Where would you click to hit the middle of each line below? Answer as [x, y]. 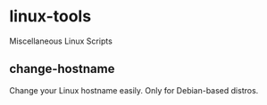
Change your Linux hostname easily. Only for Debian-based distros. [134, 90]
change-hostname [62, 69]
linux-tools [50, 16]
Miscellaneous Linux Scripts [61, 41]
